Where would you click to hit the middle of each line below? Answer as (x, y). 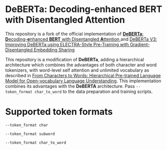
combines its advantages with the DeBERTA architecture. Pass (70, 86)
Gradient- (140, 44)
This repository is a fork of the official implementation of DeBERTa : (74, 34)
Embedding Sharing (54, 50)
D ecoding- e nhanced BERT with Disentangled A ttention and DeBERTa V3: (81, 39)
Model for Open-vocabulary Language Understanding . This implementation (83, 81)
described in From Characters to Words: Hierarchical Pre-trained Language (83, 75)
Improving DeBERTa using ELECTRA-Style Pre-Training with (67, 44)
